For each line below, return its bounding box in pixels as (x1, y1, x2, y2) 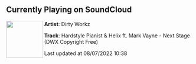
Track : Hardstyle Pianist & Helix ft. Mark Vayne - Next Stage (44, 32, 190, 39)
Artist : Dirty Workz (44, 20, 90, 27)
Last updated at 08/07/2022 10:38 (44, 50, 128, 57)
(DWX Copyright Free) (44, 38, 99, 45)
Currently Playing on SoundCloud (6, 5, 132, 15)
